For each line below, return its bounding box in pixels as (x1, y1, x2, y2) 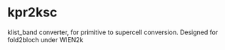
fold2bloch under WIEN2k (7, 35, 84, 44)
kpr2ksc (7, 4, 58, 21)
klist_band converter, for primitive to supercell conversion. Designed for (7, 28, 219, 36)
